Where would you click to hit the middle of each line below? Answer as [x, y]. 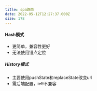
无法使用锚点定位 [29, 52]
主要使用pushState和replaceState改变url [52, 77]
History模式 [17, 64]
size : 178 [15, 18]
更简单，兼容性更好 [31, 46]
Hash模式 [15, 34]
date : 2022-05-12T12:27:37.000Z [37, 14]
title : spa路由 [20, 9]
